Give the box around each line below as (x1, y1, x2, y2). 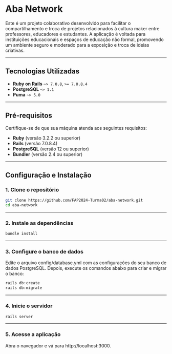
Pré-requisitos (5, 111, 53, 120)
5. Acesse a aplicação (5, 331, 61, 338)
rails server (5, 314, 33, 319)
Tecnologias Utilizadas (5, 67, 80, 76)
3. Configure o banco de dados (5, 248, 83, 255)
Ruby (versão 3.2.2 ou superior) (12, 134, 81, 141)
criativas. (5, 47, 25, 53)
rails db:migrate (5, 285, 42, 290)
